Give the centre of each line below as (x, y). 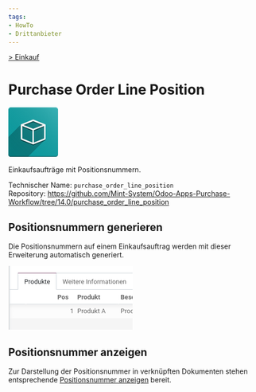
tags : (17, 17)
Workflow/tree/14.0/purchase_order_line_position (89, 202)
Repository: (27, 194)
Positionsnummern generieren (85, 227)
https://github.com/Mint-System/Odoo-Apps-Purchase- (139, 194)
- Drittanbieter (35, 33)
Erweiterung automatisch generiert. (66, 255)
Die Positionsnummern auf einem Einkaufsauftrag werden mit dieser (120, 246)
